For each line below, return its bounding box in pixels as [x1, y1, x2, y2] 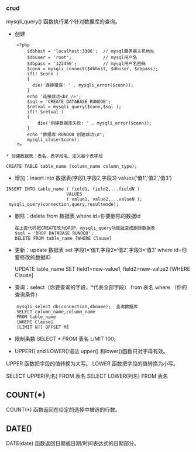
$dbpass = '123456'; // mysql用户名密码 [27, 61, 146, 67]
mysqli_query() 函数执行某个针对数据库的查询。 [6, 18, 121, 25]
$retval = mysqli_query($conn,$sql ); [27, 104, 122, 110]
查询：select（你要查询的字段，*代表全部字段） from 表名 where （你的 [14, 284, 187, 291]
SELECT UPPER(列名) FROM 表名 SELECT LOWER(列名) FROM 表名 [6, 372, 169, 379]
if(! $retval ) [27, 109, 64, 115]
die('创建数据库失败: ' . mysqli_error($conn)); [37, 120, 152, 126]
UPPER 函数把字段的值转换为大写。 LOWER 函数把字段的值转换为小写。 [6, 360, 178, 367]
